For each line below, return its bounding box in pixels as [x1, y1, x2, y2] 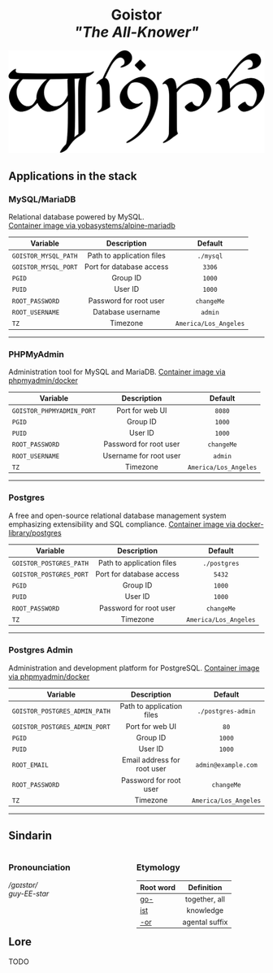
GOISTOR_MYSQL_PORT [11, 263, 78, 271]
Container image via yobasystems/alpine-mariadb [8, 220, 176, 230]
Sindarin [8, 828, 53, 842]
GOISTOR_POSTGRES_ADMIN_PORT [11, 723, 111, 731]
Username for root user [102, 450, 181, 460]
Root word [139, 882, 176, 892]
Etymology [136, 862, 180, 873]
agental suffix [182, 917, 228, 927]
